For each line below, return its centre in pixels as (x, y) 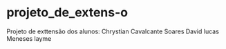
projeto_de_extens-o (67, 13)
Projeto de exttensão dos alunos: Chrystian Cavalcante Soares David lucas (113, 31)
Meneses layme (29, 38)
